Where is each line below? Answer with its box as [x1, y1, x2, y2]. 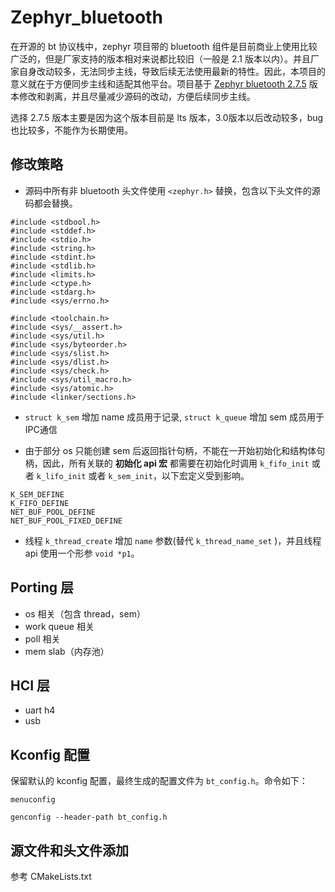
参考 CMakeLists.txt [10, 871, 92, 882]
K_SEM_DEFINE [10, 489, 65, 500]
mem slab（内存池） [24, 645, 110, 657]
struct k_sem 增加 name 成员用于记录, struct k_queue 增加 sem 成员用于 [24, 411, 325, 423]
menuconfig [10, 795, 56, 805]
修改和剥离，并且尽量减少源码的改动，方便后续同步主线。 [18, 90, 256, 102]
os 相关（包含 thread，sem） [24, 607, 146, 620]
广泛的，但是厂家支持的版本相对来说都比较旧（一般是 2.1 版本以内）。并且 [10, 52, 311, 65]
